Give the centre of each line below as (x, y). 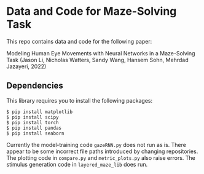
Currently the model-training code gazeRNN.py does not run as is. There (96, 144)
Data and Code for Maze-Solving (92, 11)
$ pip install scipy (33, 117)
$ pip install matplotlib (39, 112)
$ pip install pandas (34, 128)
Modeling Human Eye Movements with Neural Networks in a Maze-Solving (101, 53)
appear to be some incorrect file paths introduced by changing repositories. (102, 151)
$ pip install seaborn (35, 133)
